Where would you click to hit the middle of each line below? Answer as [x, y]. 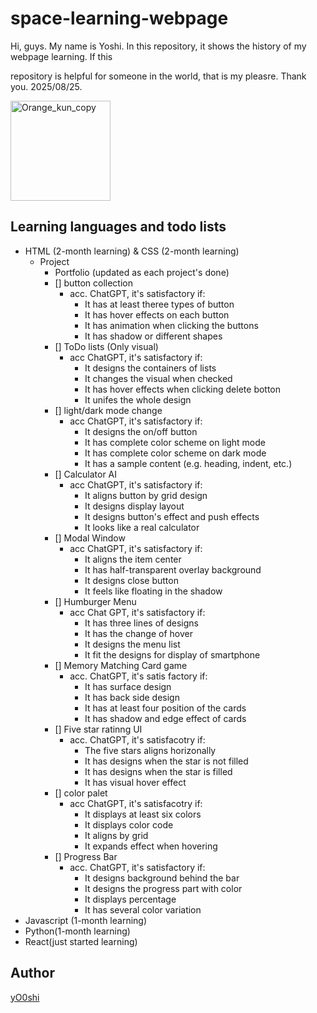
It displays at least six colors [143, 814]
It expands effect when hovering [151, 846]
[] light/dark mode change [108, 410]
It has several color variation [143, 909]
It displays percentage [130, 899]
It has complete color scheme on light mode [175, 442]
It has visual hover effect [135, 782]
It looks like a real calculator [142, 527]
